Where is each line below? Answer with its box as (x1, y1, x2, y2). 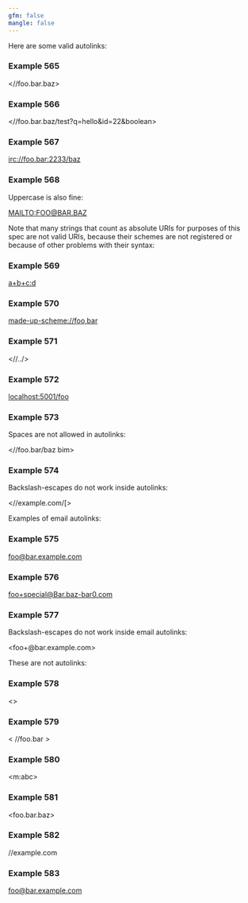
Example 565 (8, 60, 60, 72)
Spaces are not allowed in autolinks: (8, 430, 126, 440)
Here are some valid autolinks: (8, 41, 107, 50)
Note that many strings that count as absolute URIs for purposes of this (8, 223, 241, 233)
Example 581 (8, 792, 59, 803)
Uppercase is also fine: (8, 192, 83, 202)
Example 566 (8, 99, 60, 110)
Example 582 (8, 830, 60, 841)
